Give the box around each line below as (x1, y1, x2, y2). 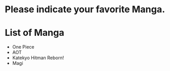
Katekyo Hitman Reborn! (12, 55, 64, 61)
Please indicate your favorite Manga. (5, 4, 165, 15)
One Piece (12, 44, 34, 50)
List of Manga (5, 27, 65, 39)
